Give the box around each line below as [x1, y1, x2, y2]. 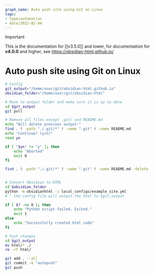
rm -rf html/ [5, 247, 31, 252]
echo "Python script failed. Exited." [14, 207, 92, 212]
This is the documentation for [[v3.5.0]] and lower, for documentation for [5, 43, 150, 49]
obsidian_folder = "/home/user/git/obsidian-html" [5, 91, 105, 95]
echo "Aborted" [14, 149, 45, 154]
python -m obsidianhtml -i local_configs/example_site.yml [5, 189, 127, 194]
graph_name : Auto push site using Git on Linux [5, 7, 103, 12]
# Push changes [5, 234, 36, 238]
